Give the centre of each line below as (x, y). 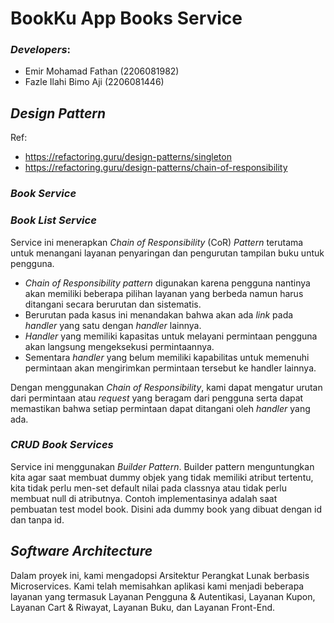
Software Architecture (81, 551)
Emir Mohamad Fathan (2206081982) (102, 71)
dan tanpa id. (37, 519)
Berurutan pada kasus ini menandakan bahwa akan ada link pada (159, 314)
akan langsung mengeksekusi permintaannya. (119, 346)
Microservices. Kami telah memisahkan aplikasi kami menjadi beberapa (157, 586)
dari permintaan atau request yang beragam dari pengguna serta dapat (157, 398)
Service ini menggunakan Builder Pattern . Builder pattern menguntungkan (162, 466)
